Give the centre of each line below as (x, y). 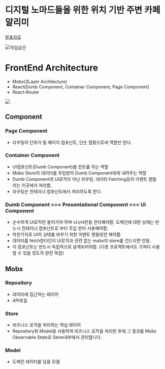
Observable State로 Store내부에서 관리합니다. (57, 337)
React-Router (26, 92)
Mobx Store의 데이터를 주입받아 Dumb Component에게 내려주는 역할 (79, 173)
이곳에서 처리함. (37, 185)
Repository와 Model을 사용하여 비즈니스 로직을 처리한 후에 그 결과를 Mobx (84, 331)
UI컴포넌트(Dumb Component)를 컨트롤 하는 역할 (60, 166)
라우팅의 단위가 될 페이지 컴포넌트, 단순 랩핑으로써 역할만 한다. (72, 142)
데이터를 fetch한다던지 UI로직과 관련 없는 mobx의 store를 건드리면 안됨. (82, 241)
